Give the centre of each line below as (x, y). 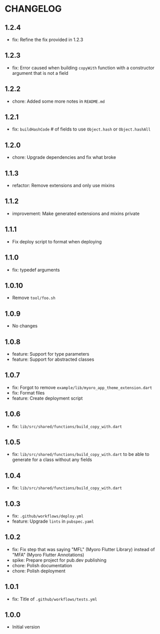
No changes (25, 326)
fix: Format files (28, 393)
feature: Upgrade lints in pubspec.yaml (53, 521)
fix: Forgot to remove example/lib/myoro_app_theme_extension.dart (82, 387)
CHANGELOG (33, 9)
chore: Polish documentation (42, 565)
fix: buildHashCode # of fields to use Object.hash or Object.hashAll (81, 129)
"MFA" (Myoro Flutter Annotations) (48, 555)
